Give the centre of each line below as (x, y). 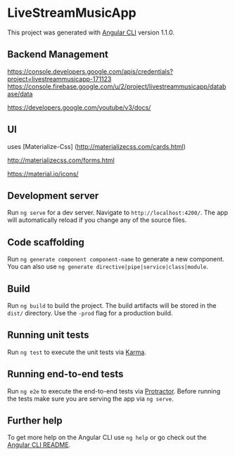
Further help (35, 421)
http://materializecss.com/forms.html (61, 160)
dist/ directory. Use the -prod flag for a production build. (90, 313)
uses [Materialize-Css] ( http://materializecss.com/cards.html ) (97, 146)
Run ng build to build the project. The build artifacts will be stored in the (112, 306)
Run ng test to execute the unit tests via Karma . (77, 352)
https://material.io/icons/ (43, 174)
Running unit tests (48, 335)
